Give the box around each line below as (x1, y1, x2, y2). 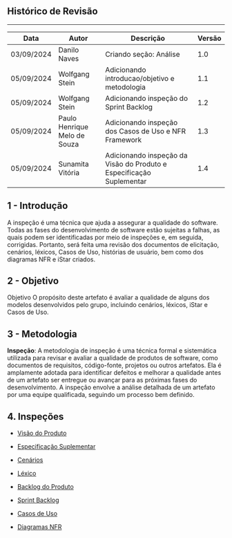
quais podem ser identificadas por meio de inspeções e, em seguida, (7, 233, 204, 241)
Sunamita (58, 159, 89, 169)
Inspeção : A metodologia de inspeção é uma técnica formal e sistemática (7, 346, 217, 355)
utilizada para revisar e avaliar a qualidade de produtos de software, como (7, 354, 219, 362)
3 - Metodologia (7, 328, 77, 340)
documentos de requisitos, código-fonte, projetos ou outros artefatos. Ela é (7, 361, 222, 369)
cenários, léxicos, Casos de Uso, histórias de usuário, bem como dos (7, 248, 204, 256)
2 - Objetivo (7, 275, 59, 287)
